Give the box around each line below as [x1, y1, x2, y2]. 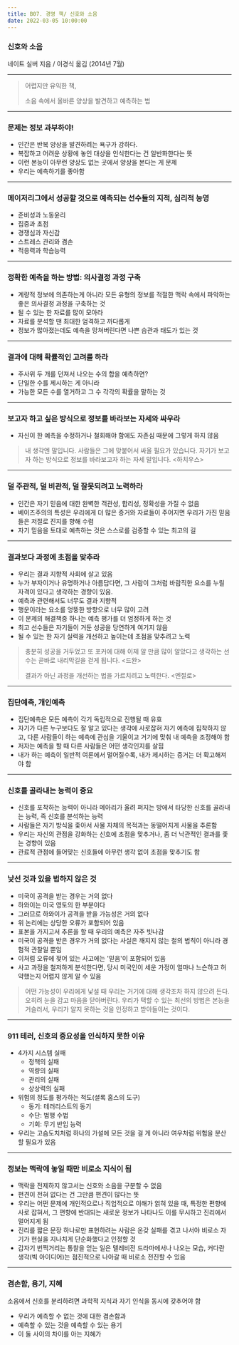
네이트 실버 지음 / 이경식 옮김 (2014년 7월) [7, 59, 125, 68]
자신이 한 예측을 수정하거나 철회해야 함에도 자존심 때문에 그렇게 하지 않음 [17, 431, 219, 440]
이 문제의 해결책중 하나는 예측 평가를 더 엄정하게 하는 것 [17, 614, 172, 622]
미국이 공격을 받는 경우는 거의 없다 [17, 892, 113, 900]
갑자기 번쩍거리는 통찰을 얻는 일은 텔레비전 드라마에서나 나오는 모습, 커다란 [17, 1244, 225, 1252]
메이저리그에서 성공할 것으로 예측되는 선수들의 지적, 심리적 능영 [7, 193, 210, 203]
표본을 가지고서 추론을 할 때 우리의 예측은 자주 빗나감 [17, 927, 164, 936]
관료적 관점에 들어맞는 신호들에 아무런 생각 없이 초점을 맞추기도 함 [17, 847, 201, 856]
